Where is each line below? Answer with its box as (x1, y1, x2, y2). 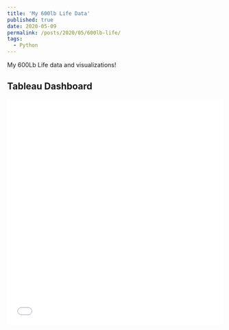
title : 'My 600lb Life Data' (7, 10, 91, 17)
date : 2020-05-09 (7, 23, 57, 30)
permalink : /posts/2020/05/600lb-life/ (7, 29, 121, 36)
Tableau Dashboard (7, 80, 93, 93)
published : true (7, 16, 53, 23)
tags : (7, 36, 23, 43)
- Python (13, 42, 38, 49)
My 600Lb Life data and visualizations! (7, 61, 117, 69)
